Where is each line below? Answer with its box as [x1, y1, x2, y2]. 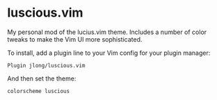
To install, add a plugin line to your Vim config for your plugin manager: [7, 49, 211, 57]
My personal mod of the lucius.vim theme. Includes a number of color [7, 28, 207, 36]
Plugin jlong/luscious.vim [7, 62, 86, 69]
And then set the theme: [7, 74, 77, 83]
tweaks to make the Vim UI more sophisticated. [7, 35, 143, 43]
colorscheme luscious [7, 87, 70, 94]
